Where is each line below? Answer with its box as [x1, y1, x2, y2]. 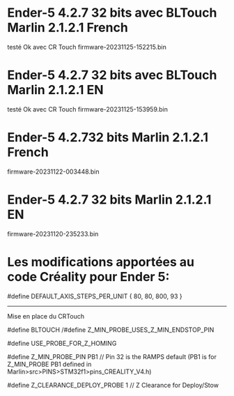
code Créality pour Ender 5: [7, 268, 170, 284]
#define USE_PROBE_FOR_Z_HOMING [7, 339, 117, 347]
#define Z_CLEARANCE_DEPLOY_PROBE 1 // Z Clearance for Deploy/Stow [7, 381, 219, 389]
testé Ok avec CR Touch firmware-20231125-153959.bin [7, 105, 169, 113]
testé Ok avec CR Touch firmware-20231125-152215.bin [7, 43, 167, 51]
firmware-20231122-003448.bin [7, 167, 100, 176]
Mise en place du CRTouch [7, 312, 85, 320]
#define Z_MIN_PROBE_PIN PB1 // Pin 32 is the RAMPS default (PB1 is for [7, 352, 217, 360]
